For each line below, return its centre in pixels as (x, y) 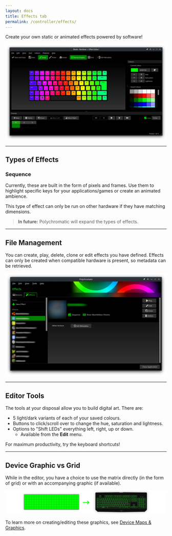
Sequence (18, 174)
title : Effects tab (26, 16)
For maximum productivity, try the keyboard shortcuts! (63, 445)
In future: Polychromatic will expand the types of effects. (78, 222)
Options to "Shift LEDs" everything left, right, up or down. (73, 429)
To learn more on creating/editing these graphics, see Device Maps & (79, 522)
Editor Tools (25, 396)
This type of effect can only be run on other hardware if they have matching (85, 206)
